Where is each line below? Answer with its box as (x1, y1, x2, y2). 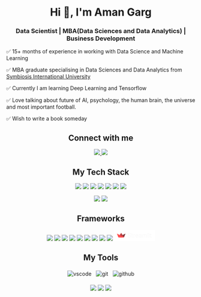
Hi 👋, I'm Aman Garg (50, 5, 152, 19)
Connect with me (68, 133, 134, 143)
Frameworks (77, 213, 125, 224)
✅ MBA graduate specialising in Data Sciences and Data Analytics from (6, 66, 182, 74)
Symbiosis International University (6, 73, 91, 80)
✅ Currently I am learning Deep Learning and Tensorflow (6, 85, 147, 92)
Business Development (66, 34, 136, 43)
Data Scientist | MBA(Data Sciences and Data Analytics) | (16, 27, 186, 35)
